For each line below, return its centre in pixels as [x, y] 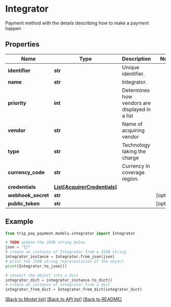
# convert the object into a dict [42, 275]
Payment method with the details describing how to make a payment [77, 23]
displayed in [136, 109]
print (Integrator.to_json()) [36, 266]
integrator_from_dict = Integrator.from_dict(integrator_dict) [74, 290]
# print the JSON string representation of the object [65, 261]
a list [127, 116]
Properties [22, 45]
